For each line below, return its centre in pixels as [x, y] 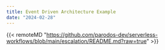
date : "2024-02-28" [31, 17]
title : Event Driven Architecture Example [61, 12]
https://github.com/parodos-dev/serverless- [102, 34]
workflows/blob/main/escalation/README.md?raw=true [76, 41]
